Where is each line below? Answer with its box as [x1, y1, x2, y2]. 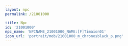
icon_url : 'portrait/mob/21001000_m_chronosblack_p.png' [5, 34, 124, 39]
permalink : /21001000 [5, 12, 50, 16]
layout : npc [5, 7, 29, 12]
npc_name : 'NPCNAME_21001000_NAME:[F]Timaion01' [5, 30, 106, 34]
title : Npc [5, 20, 27, 25]
